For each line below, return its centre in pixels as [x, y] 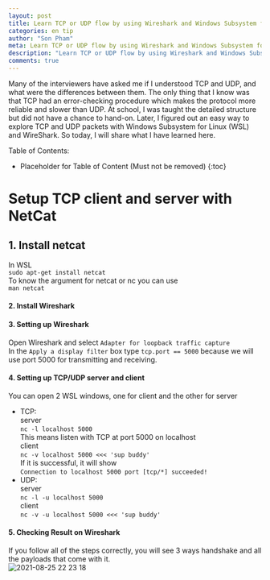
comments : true [34, 61]
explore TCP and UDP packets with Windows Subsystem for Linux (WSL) [129, 126]
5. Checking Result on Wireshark [64, 532]
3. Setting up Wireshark [49, 325]
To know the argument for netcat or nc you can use [93, 280]
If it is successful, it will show [68, 462]
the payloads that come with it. [59, 559]
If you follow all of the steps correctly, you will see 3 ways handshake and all [135, 551]
